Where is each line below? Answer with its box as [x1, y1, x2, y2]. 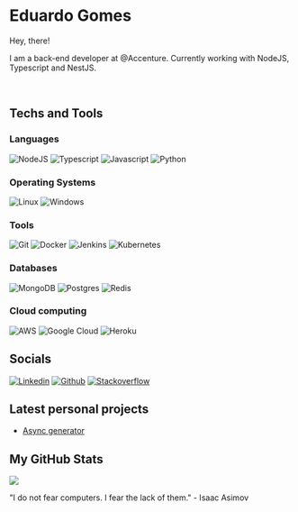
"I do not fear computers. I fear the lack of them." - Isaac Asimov [9, 492, 249, 503]
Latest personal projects [9, 402, 149, 417]
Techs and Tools [9, 105, 104, 122]
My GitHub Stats [9, 452, 104, 467]
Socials [9, 352, 52, 367]
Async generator [22, 425, 86, 436]
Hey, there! [9, 35, 50, 46]
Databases [9, 262, 58, 275]
